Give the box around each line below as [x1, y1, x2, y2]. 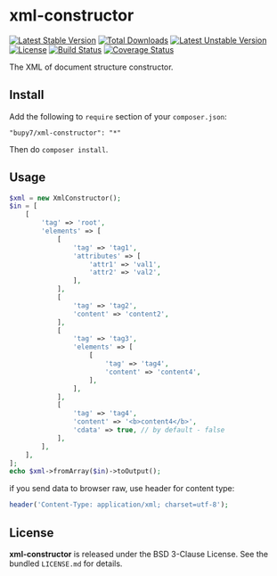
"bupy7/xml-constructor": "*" [9, 128, 122, 137]
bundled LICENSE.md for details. [9, 558, 123, 569]
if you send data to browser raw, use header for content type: [9, 483, 235, 494]
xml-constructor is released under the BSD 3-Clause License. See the [9, 549, 269, 559]
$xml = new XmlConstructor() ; [9, 193, 122, 202]
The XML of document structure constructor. [9, 62, 174, 72]
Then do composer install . [9, 144, 109, 154]
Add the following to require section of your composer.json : [9, 111, 227, 121]
